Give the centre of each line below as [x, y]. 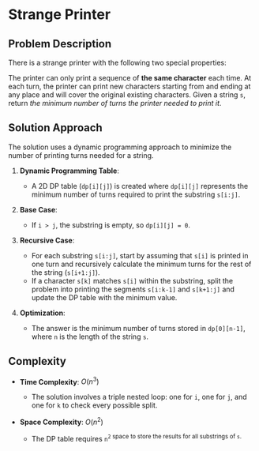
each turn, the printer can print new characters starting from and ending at [129, 86]
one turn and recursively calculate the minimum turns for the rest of [141, 264]
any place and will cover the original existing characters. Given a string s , [127, 95]
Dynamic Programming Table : [69, 171]
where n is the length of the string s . [90, 336]
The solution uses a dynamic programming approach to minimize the [120, 147]
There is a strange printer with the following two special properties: [117, 62]
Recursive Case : [47, 240]
